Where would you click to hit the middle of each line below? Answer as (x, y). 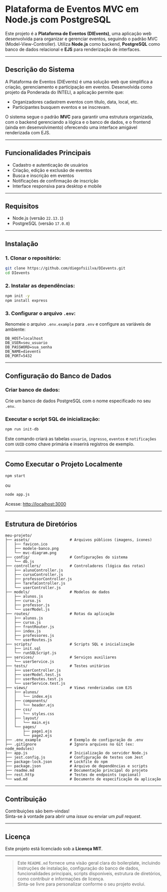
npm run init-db (22, 429)
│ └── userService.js (30, 662)
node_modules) (20, 749)
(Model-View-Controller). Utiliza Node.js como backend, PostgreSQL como (83, 44)
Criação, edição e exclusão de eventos (52, 170)
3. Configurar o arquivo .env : (41, 313)
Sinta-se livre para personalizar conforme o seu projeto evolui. (81, 884)
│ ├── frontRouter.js (30, 627)
